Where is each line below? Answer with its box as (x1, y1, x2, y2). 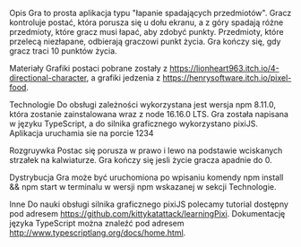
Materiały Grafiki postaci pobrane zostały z (9, 63, 168, 73)
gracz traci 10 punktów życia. (9, 46, 118, 56)
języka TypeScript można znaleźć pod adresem (9, 218, 185, 228)
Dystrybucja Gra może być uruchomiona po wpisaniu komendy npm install (9, 172, 284, 183)
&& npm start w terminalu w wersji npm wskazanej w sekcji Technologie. (9, 182, 277, 192)
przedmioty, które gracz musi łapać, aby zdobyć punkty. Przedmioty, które (9, 27, 284, 37)
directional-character (9, 72, 87, 83)
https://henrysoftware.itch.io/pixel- (162, 72, 292, 83)
